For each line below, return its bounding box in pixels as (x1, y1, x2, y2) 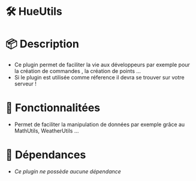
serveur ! (14, 80, 37, 87)
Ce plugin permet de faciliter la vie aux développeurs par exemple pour (14, 61, 190, 69)
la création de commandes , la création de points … (14, 68, 141, 75)
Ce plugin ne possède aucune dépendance (14, 168, 121, 175)
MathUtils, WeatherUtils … (14, 127, 79, 134)
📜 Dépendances (5, 148, 86, 162)
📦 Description (5, 37, 79, 51)
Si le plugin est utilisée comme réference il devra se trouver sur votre (14, 74, 185, 81)
